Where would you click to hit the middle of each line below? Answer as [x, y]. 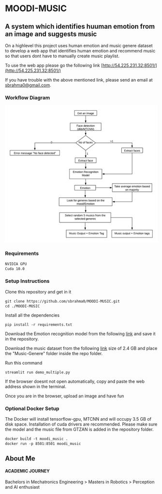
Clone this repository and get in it [38, 291]
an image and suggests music [51, 34]
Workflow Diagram [28, 98]
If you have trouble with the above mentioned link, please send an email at [79, 80]
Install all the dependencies [32, 315]
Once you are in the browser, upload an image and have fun [65, 396]
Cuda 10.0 [15, 269]
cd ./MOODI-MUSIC [22, 306]
